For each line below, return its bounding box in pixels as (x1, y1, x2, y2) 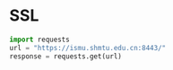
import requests (9, 35, 70, 44)
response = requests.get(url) (9, 51, 123, 61)
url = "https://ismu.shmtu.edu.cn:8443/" (9, 43, 167, 52)
